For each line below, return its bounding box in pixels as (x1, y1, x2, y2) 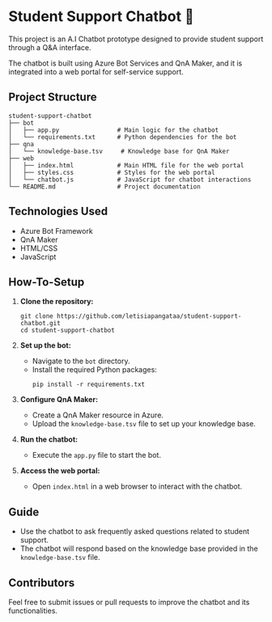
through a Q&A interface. (8, 42, 91, 52)
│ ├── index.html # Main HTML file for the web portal (8, 161, 244, 169)
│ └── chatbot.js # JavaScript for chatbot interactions (8, 176, 252, 184)
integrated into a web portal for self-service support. (8, 66, 184, 76)
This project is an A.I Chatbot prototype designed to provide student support (8, 34, 264, 44)
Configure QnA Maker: (19, 395, 99, 404)
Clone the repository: (19, 297, 94, 307)
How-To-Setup (8, 275, 85, 289)
